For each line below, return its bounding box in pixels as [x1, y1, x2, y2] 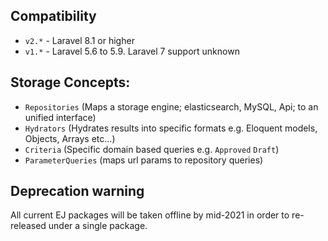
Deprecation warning [10, 183, 145, 200]
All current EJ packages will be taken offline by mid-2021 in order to [10, 209, 290, 221]
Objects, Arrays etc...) [24, 132, 116, 144]
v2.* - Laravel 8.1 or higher [24, 34, 135, 46]
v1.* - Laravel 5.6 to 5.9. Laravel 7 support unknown [24, 45, 240, 57]
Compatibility [10, 8, 97, 25]
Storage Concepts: [10, 74, 131, 91]
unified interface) [24, 111, 97, 123]
